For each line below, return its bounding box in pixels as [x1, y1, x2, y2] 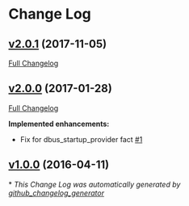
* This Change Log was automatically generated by [8, 179, 181, 189]
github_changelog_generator [8, 187, 105, 198]
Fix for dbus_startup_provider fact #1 [19, 134, 143, 144]
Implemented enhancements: [8, 119, 110, 128]
